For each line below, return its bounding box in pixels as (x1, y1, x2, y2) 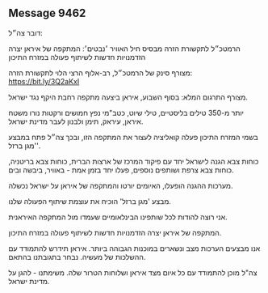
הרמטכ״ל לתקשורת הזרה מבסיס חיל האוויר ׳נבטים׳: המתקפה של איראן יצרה (8, 44, 241, 53)
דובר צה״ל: (8, 28, 43, 37)
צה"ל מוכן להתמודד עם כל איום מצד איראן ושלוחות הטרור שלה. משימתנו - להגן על (8, 267, 258, 278)
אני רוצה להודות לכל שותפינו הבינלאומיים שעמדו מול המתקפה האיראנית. (8, 212, 228, 222)
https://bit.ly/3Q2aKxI (8, 76, 80, 86)
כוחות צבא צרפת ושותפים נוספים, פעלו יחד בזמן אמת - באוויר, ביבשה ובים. (8, 165, 234, 175)
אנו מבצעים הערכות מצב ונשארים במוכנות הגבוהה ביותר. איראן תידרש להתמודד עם (8, 243, 261, 253)
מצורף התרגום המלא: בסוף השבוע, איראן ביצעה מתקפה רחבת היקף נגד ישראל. (8, 92, 249, 102)
